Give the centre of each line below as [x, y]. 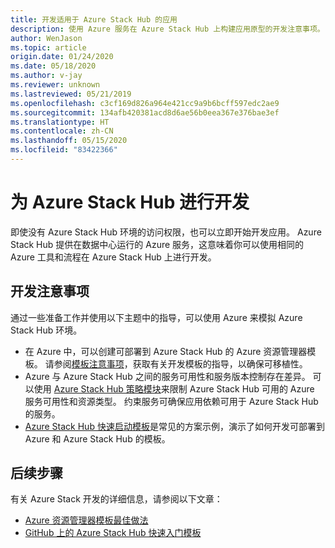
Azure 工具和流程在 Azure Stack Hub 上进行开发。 [113, 257]
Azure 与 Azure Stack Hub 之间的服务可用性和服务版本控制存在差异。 [167, 376]
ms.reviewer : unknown [55, 85]
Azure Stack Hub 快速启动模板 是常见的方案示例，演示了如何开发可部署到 [174, 426]
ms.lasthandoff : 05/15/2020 [69, 141]
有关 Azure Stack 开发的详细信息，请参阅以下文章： [116, 499]
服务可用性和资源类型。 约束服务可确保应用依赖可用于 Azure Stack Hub [171, 401]
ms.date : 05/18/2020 [53, 66]
